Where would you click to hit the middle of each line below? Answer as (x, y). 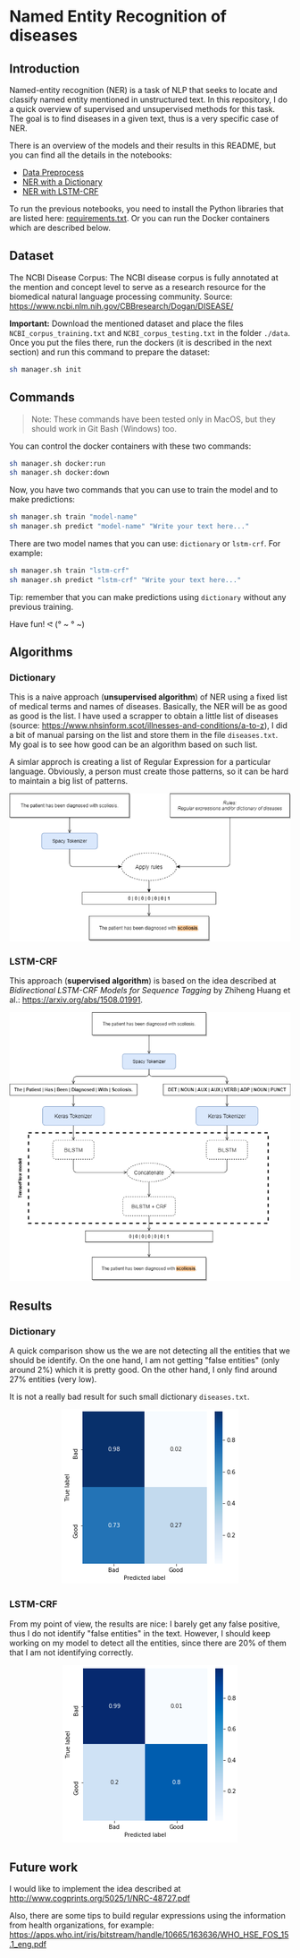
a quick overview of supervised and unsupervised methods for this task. (142, 109)
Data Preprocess (53, 172)
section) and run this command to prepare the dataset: (110, 352)
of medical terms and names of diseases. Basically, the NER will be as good (148, 707)
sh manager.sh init (46, 369)
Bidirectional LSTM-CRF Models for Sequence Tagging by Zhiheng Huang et (150, 991)
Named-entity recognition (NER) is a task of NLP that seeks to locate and (144, 90)
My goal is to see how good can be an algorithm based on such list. (133, 744)
